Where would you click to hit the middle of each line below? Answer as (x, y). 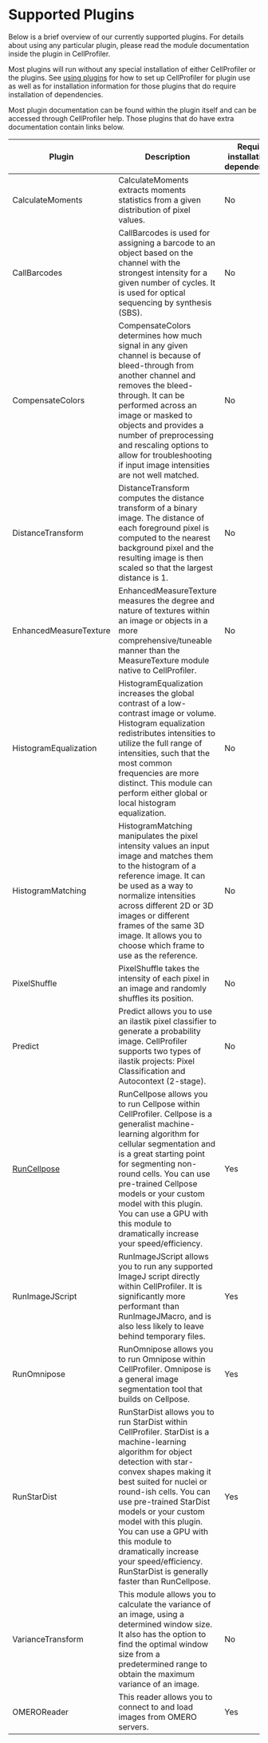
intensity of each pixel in (164, 978)
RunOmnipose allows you (166, 1349)
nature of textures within (164, 610)
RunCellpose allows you (163, 1094)
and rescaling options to (164, 445)
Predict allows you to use (166, 1011)
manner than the (149, 650)
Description (167, 156)
